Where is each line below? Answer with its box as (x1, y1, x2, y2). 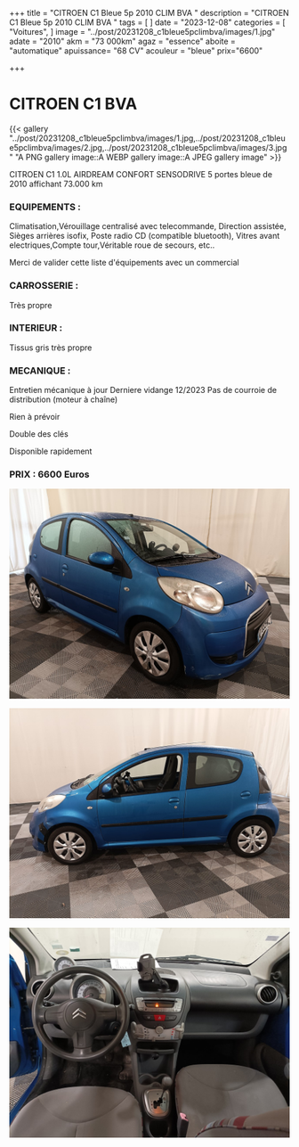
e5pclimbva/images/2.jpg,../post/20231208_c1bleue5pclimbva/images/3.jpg (9, 142, 287, 152)
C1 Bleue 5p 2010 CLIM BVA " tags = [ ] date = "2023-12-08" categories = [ (9, 17, 287, 28)
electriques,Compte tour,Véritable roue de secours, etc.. (9, 240, 215, 250)
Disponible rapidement (9, 446, 93, 457)
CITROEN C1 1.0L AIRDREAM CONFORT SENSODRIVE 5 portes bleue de (9, 168, 273, 179)
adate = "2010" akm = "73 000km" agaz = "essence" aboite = (9, 36, 236, 46)
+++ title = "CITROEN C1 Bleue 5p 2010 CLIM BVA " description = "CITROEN (9, 8, 289, 18)
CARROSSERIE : (9, 280, 78, 292)
